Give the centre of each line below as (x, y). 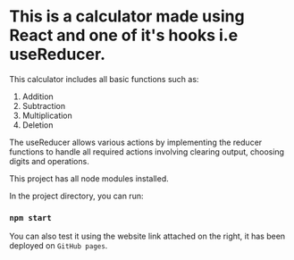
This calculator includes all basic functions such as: (104, 79)
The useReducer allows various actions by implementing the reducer (136, 142)
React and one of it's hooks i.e (124, 35)
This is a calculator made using (127, 17)
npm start (30, 218)
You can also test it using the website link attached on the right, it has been (147, 236)
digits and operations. (49, 161)
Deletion (38, 125)
